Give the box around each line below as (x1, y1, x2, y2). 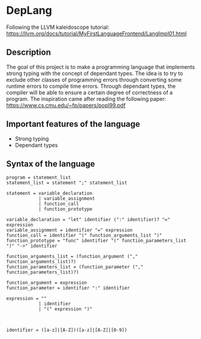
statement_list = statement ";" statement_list (6, 180, 128, 186)
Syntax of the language (6, 159, 95, 169)
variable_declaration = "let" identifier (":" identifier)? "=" (6, 217, 170, 223)
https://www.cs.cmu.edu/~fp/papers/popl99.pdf (6, 102, 126, 109)
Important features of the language (6, 119, 140, 129)
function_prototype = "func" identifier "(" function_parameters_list (6, 238, 187, 244)
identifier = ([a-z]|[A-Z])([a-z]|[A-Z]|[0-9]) (6, 327, 128, 334)
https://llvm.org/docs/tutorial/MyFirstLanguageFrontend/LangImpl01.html (6, 29, 187, 37)
